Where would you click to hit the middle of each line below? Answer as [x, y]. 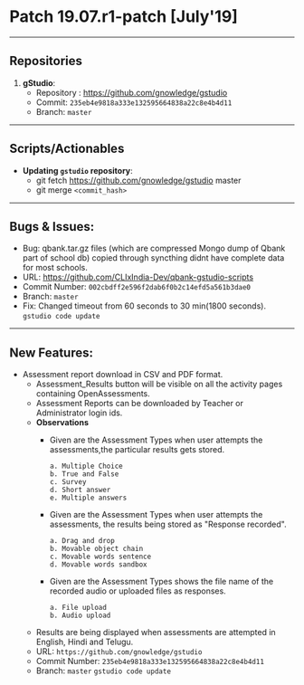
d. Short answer [80, 490]
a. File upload [78, 608]
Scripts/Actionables [67, 149]
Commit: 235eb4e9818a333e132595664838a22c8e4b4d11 [134, 102]
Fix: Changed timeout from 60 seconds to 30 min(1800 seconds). [144, 306]
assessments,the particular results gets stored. [137, 450]
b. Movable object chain [96, 549]
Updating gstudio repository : [77, 170]
